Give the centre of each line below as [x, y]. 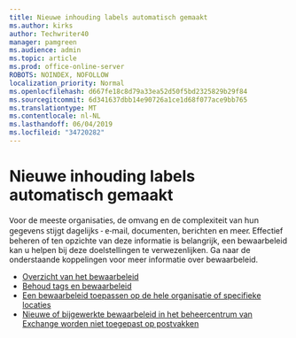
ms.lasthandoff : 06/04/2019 [61, 125]
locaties [36, 304]
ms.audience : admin [45, 50]
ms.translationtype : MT [53, 108]
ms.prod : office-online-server [67, 67]
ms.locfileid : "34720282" [57, 133]
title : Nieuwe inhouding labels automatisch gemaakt [109, 17]
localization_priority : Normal [67, 83]
